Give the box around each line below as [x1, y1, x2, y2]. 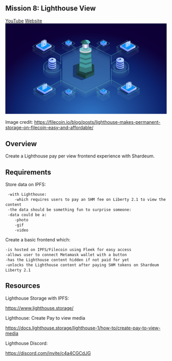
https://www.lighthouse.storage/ [5, 305, 74, 311]
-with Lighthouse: [7, 192, 47, 197]
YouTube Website [5, 17, 42, 24]
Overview [5, 139, 37, 148]
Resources [5, 281, 40, 290]
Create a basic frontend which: [5, 236, 71, 242]
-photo [14, 217, 29, 222]
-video [14, 228, 29, 233]
